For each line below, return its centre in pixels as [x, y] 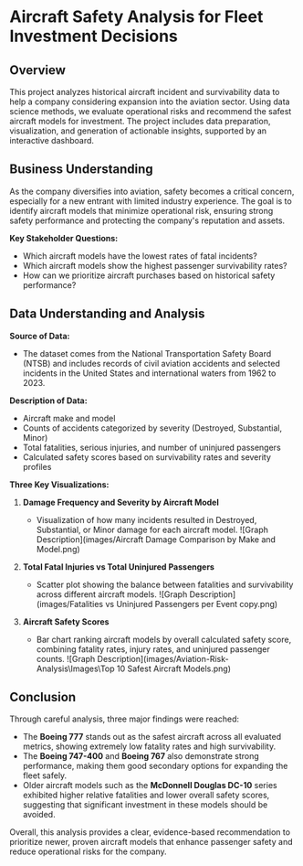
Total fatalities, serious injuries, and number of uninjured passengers [151, 447]
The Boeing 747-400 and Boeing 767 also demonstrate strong [141, 756]
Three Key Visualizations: [59, 484]
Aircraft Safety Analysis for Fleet [136, 17]
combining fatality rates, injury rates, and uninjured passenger [153, 649]
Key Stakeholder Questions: [64, 238]
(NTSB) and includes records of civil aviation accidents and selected [151, 363]
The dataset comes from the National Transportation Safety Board [147, 353]
